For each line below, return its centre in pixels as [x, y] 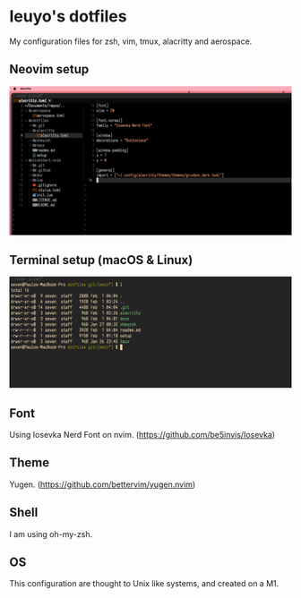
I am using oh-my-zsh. [51, 534]
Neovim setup [49, 69]
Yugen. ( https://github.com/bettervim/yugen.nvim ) [103, 484]
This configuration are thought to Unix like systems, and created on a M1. [144, 584]
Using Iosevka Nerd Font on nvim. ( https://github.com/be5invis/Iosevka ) [142, 435]
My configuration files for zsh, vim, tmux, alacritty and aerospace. [131, 41]
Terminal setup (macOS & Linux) [101, 260]
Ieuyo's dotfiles [68, 17]
